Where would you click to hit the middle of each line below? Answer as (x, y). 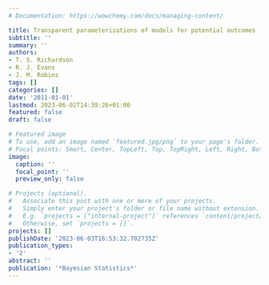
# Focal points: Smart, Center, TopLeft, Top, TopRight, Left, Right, (128, 149)
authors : (23, 53)
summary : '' (28, 45)
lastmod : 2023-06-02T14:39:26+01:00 (69, 105)
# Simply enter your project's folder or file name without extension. (134, 209)
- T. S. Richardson (41, 60)
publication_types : (41, 246)
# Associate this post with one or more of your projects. (112, 202)
